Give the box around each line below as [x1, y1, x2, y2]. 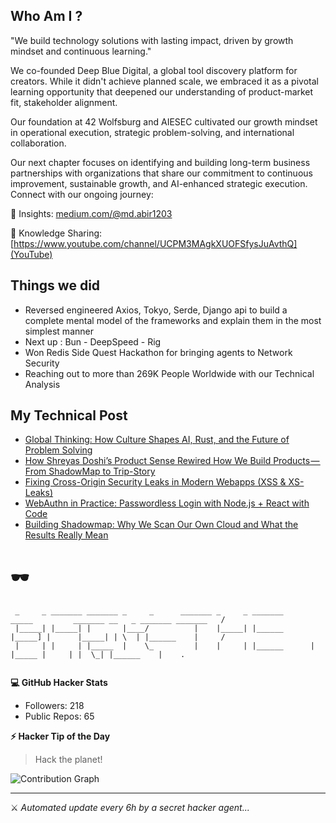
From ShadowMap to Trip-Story [24, 465, 156, 478]
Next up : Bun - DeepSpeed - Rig [24, 335, 162, 348]
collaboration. [10, 137, 67, 149]
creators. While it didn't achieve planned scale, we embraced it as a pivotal [10, 75, 319, 87]
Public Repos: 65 [24, 710, 95, 723]
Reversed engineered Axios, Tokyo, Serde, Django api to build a [24, 304, 288, 316]
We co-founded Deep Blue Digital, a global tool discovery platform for [10, 64, 298, 76]
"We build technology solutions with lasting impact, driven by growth [10, 34, 294, 46]
